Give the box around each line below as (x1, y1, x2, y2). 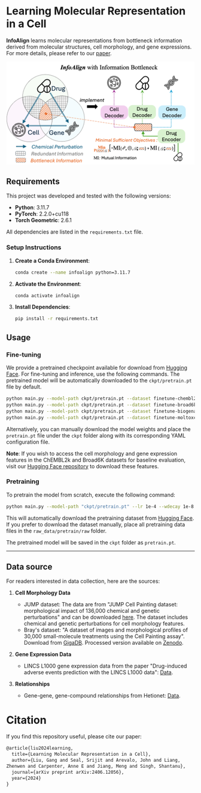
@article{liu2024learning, (6, 746, 74, 752)
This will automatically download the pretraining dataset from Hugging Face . (6, 514, 194, 522)
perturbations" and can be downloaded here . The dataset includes (23, 614, 188, 621)
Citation (6, 713, 47, 727)
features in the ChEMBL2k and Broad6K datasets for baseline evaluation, (6, 456, 186, 463)
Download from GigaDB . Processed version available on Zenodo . (23, 639, 184, 647)
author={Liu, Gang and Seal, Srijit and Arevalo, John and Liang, (11, 758, 181, 764)
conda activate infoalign (14, 292, 80, 298)
